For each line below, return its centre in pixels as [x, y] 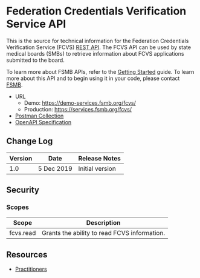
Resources [27, 255]
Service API [36, 24]
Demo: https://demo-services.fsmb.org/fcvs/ [80, 103]
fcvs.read [23, 233]
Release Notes [99, 158]
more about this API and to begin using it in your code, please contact [93, 78]
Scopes [18, 207]
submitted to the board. [35, 60]
